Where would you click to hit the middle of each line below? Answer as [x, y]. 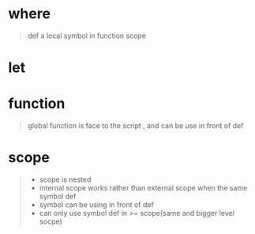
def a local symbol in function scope [86, 36]
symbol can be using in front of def [96, 205]
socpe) [51, 221]
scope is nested [65, 179]
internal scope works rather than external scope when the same [143, 188]
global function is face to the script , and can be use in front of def [135, 126]
